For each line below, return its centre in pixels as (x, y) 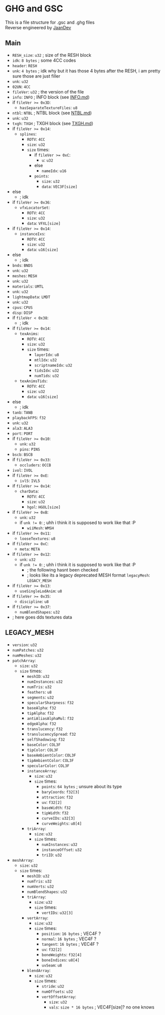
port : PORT (22, 433)
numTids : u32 (47, 375)
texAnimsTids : (33, 381)
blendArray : (39, 970)
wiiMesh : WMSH (40, 528)
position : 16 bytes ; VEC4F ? (71, 933)
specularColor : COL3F (48, 765)
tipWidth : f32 (55, 813)
